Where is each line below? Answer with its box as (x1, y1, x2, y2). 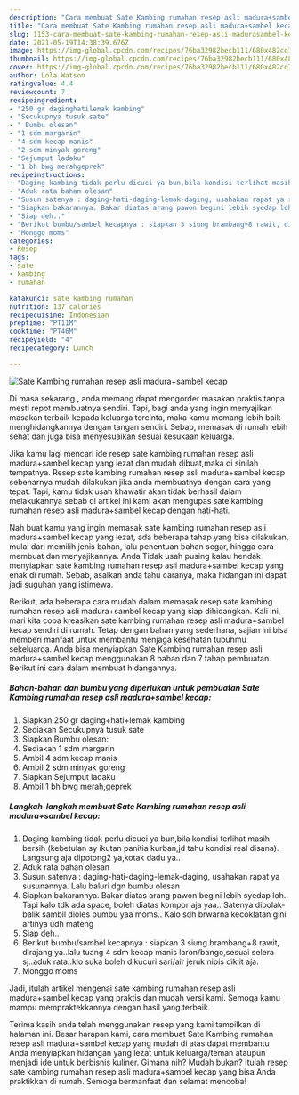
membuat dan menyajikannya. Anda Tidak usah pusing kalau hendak (9, 550, 261, 561)
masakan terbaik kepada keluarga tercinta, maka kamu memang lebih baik (9, 411, 281, 423)
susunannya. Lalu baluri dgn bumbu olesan (21, 880, 181, 891)
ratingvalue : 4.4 (9, 79, 74, 88)
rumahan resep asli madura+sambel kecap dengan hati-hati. (9, 505, 230, 515)
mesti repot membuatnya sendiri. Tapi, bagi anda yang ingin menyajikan (9, 402, 273, 413)
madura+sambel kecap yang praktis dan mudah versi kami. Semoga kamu (9, 992, 281, 1002)
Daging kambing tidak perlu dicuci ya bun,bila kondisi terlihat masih (21, 833, 270, 844)
